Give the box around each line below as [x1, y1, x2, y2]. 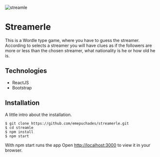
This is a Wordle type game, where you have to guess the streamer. [5, 37, 140, 43]
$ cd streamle [5, 125, 34, 130]
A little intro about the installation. [5, 112, 72, 117]
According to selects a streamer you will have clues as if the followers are [5, 43, 152, 48]
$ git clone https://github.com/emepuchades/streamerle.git [5, 121, 129, 126]
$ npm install [5, 129, 34, 134]
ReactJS [12, 80, 29, 86]
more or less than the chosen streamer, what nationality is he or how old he [5, 47, 156, 53]
